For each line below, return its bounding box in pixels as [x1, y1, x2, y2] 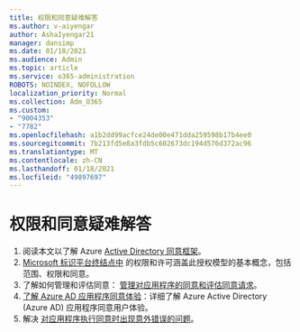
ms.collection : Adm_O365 [9, 97, 103, 106]
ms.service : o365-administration [9, 72, 135, 81]
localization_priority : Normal [9, 88, 127, 97]
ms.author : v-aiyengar [9, 22, 95, 31]
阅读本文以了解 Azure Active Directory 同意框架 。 [22, 245, 206, 257]
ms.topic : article [9, 64, 78, 73]
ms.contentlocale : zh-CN [9, 155, 103, 165]
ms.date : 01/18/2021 [9, 47, 87, 56]
